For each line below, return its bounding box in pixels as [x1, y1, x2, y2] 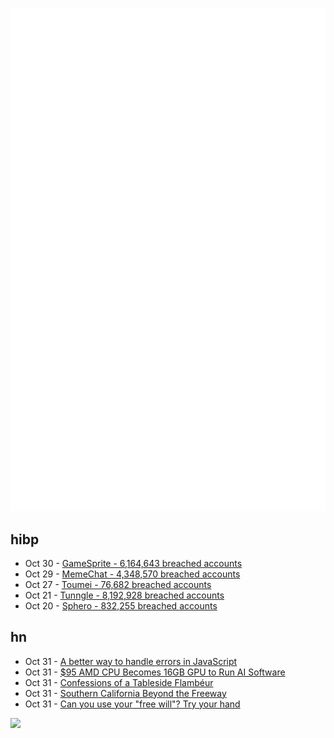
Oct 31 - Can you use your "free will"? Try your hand [24, 698, 241, 710]
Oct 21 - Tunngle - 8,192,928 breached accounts [24, 589, 225, 601]
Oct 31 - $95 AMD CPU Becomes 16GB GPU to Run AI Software [24, 666, 286, 678]
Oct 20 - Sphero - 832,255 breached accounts [24, 599, 218, 612]
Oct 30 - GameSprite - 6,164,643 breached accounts [24, 557, 243, 569]
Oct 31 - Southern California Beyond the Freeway [24, 687, 227, 699]
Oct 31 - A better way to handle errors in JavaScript [24, 655, 238, 667]
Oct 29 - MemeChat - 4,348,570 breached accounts [24, 568, 241, 580]
